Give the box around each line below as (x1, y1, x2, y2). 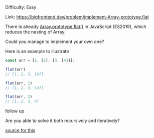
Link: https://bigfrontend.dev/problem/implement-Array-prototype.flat (5, 14, 149, 19)
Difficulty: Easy (5, 4, 37, 10)
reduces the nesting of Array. (5, 29, 66, 34)
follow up (5, 108, 25, 114)
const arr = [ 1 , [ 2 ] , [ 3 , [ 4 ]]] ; (5, 58, 75, 63)
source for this (5, 127, 36, 133)
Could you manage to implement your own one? (5, 38, 104, 44)
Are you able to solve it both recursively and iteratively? (5, 117, 120, 124)
